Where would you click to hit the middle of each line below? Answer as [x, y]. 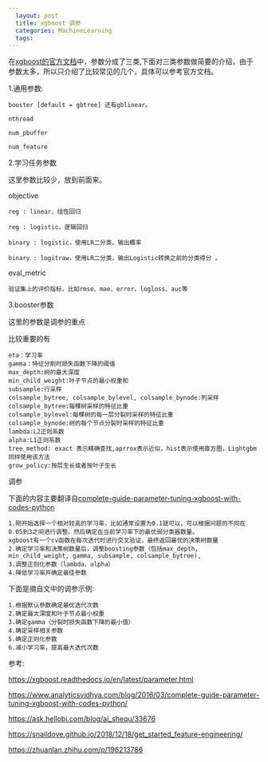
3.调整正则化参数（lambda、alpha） [61, 565]
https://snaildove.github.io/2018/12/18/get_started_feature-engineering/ [126, 734]
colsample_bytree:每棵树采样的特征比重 [69, 407]
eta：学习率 [26, 356]
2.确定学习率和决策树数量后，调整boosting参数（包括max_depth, [103, 549]
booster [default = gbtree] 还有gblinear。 [80, 105]
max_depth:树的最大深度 [44, 373]
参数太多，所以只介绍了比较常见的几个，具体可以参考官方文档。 [113, 72]
